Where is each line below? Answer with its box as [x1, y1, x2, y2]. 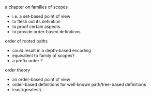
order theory [5, 67, 30, 73]
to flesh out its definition [12, 19, 60, 24]
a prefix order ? [12, 58, 43, 63]
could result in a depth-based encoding [12, 48, 91, 53]
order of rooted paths [5, 38, 48, 44]
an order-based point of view [12, 77, 71, 82]
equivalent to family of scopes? [12, 53, 75, 58]
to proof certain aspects [12, 24, 60, 29]
